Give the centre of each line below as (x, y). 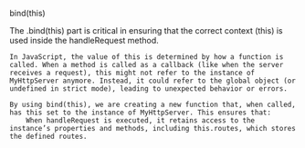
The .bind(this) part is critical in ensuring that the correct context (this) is (146, 30)
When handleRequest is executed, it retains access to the (141, 121)
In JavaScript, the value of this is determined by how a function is (147, 57)
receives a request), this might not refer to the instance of (132, 73)
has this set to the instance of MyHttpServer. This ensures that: (141, 113)
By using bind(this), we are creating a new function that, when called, (153, 104)
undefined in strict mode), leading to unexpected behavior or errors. (148, 89)
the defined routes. (49, 136)
